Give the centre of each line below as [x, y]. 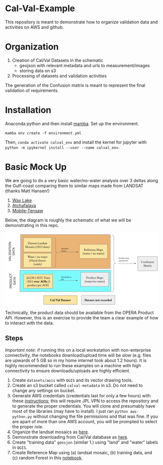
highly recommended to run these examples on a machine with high [73, 365]
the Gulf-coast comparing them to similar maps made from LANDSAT [74, 186]
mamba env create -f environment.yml [43, 133]
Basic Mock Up [36, 167]
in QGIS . [20, 447]
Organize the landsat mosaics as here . [50, 432]
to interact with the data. [30, 323]
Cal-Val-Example [40, 9]
